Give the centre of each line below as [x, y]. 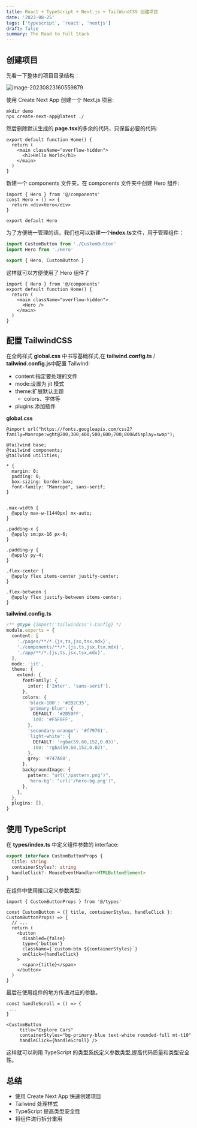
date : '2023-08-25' [31, 17]
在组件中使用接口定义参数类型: [44, 890]
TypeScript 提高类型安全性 [48, 1111]
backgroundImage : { [46, 770]
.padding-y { [22, 550]
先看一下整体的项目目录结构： [43, 75]
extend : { [29, 675]
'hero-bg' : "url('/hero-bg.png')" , [72, 781]
